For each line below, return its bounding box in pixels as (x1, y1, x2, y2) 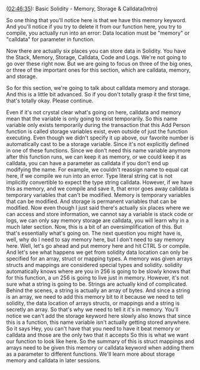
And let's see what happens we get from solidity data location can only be (6, 248, 189, 256)
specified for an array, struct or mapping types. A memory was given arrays (6, 255, 193, 262)
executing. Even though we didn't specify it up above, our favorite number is (6, 134, 194, 141)
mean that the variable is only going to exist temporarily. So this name (6, 115, 178, 122)
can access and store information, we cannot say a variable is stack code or (6, 211, 193, 217)
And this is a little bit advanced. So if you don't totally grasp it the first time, (6, 91, 191, 98)
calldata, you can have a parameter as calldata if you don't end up (6, 160, 169, 166)
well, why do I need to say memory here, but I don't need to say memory (6, 236, 184, 243)
